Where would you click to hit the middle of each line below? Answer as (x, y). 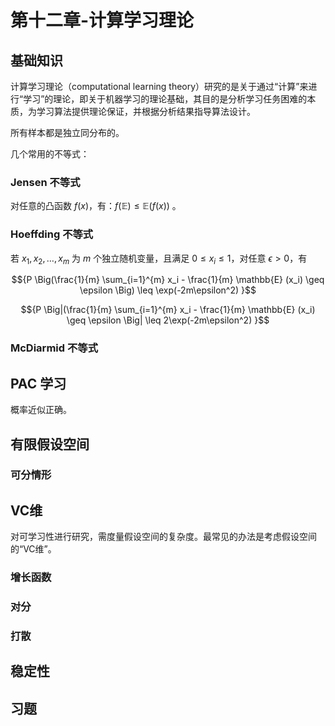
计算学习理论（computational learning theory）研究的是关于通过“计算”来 (159, 86)
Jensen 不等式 (45, 182)
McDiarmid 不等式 (54, 348)
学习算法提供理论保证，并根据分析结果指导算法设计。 (146, 111)
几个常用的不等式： (50, 154)
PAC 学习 (38, 383)
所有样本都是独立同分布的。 (67, 132)
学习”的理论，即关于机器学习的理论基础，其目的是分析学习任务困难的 (165, 99)
